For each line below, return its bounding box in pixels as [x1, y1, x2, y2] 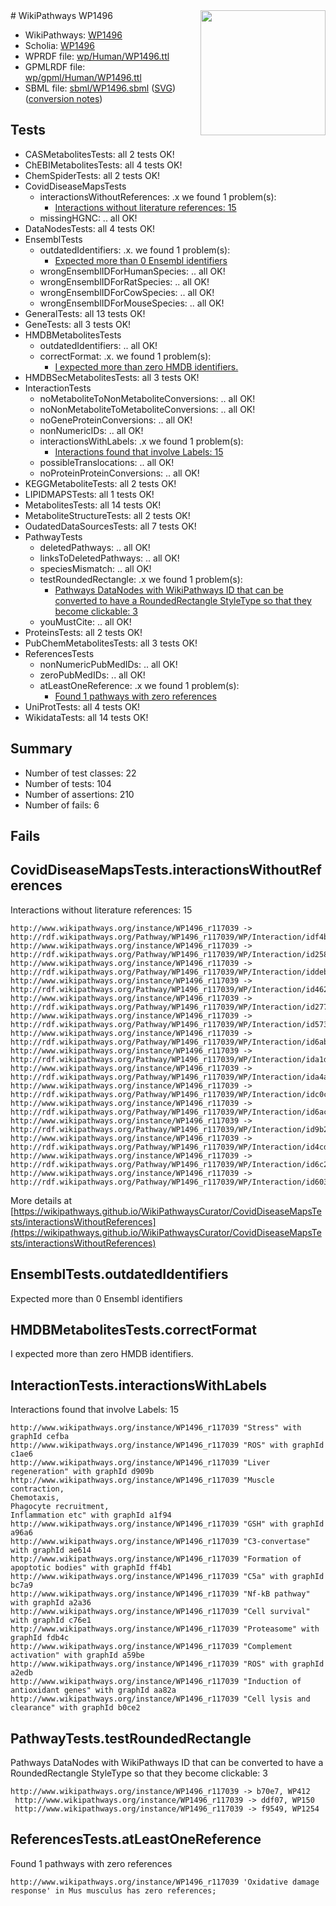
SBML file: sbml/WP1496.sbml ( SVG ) [24, 82, 177, 94]
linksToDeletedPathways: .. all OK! [39, 552, 180, 564]
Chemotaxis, [10, 1493, 60, 1503]
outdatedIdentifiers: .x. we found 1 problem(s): [39, 244, 231, 256]
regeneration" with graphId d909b [10, 1467, 155, 1477]
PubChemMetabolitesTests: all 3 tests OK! [24, 637, 198, 649]
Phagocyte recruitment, [10, 1502, 110, 1512]
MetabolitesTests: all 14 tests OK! [24, 499, 162, 511]
